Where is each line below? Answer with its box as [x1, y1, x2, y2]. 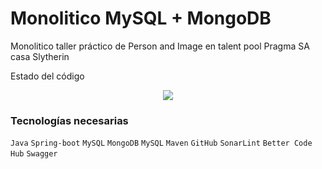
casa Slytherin [10, 50, 70, 62]
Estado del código [10, 70, 85, 82]
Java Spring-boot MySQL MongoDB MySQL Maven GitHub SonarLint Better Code [10, 138, 313, 149]
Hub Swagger [10, 149, 58, 159]
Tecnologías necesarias [10, 113, 129, 127]
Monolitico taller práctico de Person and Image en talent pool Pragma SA [10, 40, 310, 52]
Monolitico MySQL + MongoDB [10, 7, 272, 30]
